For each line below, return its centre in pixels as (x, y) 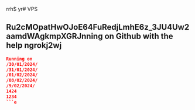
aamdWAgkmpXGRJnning (54, 36)
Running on (19, 59)
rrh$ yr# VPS (22, 9)
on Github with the (139, 36)
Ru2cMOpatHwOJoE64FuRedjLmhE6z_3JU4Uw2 (98, 27)
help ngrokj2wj (34, 46)
